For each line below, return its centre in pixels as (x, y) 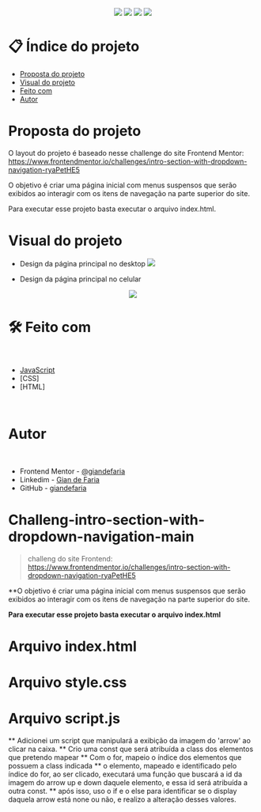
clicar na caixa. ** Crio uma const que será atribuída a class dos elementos (131, 749)
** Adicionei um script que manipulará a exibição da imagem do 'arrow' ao (130, 740)
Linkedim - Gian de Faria (60, 479)
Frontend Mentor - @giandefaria (72, 471)
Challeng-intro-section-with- (107, 520)
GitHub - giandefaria (53, 488)
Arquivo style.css (68, 682)
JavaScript (37, 370)
